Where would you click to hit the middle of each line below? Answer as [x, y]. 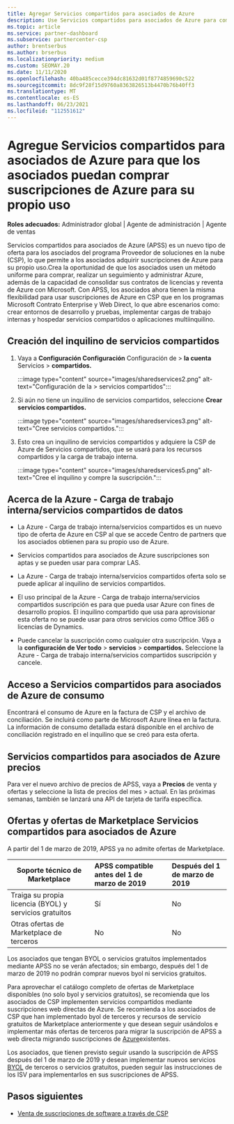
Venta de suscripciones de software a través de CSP [93, 1113]
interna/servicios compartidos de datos [95, 510]
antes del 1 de [118, 874]
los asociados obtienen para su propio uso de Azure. [93, 542]
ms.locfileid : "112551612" [46, 111]
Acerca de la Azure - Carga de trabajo [91, 499]
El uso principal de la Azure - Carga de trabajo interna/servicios [109, 597]
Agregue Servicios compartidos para [116, 145]
